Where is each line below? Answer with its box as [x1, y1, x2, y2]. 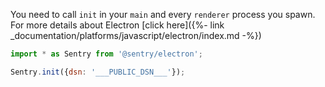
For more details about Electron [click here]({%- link [10, 19, 225, 31]
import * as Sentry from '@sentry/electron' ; [10, 49, 203, 59]
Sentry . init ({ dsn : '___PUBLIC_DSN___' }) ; [10, 67, 186, 77]
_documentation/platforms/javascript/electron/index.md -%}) [10, 30, 262, 41]
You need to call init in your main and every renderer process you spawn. [10, 9, 316, 20]
